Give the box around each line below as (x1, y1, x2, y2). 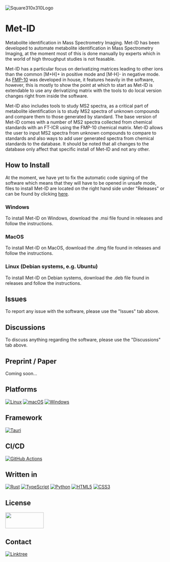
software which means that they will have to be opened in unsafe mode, (5, 180, 157, 186)
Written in (5, 470, 37, 479)
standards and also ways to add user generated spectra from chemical (5, 135, 154, 141)
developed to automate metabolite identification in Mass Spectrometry (5, 45, 154, 51)
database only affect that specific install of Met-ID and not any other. (5, 146, 150, 152)
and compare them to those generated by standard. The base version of (5, 113, 157, 119)
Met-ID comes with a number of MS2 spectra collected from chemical (5, 119, 152, 125)
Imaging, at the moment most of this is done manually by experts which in (5, 50, 161, 56)
